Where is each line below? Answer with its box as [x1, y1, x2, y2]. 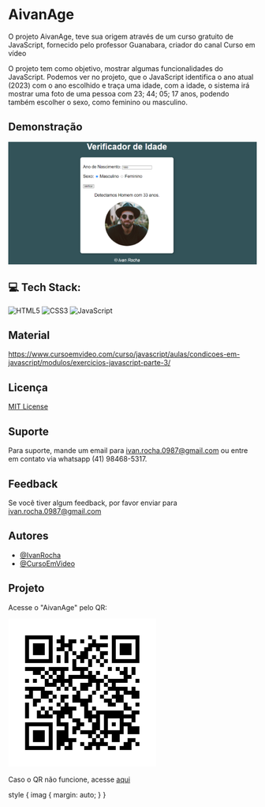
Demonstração [8, 120, 83, 134]
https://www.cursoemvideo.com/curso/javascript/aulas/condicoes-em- [8, 349, 241, 359]
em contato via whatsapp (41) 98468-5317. [8, 454, 147, 464]
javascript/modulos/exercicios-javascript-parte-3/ [8, 358, 171, 368]
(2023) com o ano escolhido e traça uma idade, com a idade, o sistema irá [8, 81, 250, 90]
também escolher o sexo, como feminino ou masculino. [8, 97, 188, 107]
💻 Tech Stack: [8, 281, 81, 294]
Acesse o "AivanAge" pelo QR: [8, 602, 108, 612]
